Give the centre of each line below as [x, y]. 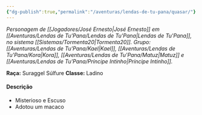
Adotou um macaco [40, 107]
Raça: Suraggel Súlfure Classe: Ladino [55, 73]
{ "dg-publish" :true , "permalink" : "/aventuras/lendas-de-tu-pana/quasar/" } [101, 12]
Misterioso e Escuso [40, 100]
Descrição [20, 87]
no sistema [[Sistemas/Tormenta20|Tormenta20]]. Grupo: [79, 42]
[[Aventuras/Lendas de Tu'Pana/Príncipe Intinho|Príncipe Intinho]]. [90, 61]
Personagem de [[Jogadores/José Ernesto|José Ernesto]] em [83, 29]
